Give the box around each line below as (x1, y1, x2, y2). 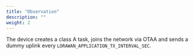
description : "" (6, 14, 46, 20)
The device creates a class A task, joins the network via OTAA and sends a (6, 36, 188, 43)
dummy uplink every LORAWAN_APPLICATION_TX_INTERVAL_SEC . (6, 42, 152, 49)
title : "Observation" (6, 8, 60, 15)
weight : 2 (6, 20, 31, 25)
